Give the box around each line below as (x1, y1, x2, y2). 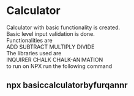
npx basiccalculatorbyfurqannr (6, 80, 128, 91)
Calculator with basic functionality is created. (6, 24, 121, 31)
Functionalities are (6, 36, 53, 44)
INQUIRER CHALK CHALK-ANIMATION (6, 56, 103, 63)
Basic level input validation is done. (6, 30, 95, 37)
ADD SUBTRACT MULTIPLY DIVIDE (6, 43, 95, 50)
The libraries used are (6, 49, 62, 57)
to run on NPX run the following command (6, 62, 113, 70)
